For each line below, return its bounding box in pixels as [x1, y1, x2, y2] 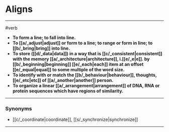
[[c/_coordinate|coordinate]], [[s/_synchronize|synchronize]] [12, 116, 138, 122]
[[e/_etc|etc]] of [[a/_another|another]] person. [12, 77, 114, 83]
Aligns [5, 4, 33, 15]
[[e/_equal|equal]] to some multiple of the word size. [12, 66, 125, 72]
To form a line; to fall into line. [12, 34, 76, 41]
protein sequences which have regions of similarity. [12, 88, 124, 94]
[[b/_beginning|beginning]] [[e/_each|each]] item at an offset [12, 61, 144, 67]
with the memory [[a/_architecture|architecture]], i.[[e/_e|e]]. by [12, 56, 150, 62]
